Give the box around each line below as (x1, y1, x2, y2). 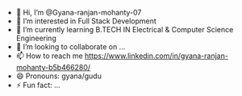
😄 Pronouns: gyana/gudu (15, 71, 102, 81)
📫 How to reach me (15, 51, 83, 61)
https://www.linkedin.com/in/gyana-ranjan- (84, 51, 228, 61)
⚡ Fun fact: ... (15, 81, 60, 90)
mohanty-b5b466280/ (15, 63, 91, 72)
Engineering (15, 33, 56, 43)
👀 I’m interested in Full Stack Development (15, 16, 157, 26)
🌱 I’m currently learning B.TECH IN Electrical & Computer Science (15, 25, 234, 34)
